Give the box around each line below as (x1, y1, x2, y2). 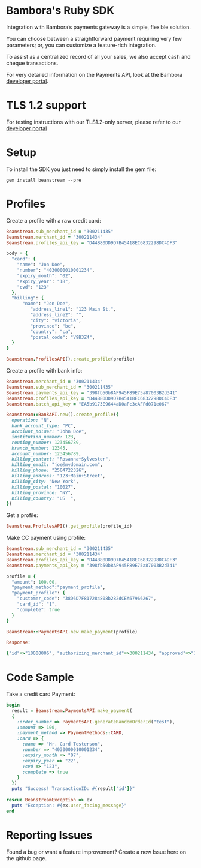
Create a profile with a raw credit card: (6, 217, 102, 224)
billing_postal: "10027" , (11, 484, 77, 490)
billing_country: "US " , (11, 495, 77, 501)
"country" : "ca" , (30, 328, 74, 335)
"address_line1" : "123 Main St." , (30, 307, 117, 313)
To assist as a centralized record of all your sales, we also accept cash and (6, 53, 191, 60)
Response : (6, 639, 31, 645)
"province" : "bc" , (30, 323, 77, 329)
